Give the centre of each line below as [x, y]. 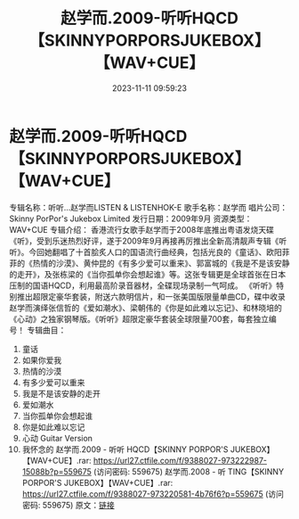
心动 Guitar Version [57, 438]
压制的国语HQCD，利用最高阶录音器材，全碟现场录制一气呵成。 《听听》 [143, 285]
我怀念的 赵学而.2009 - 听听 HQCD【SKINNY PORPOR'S [125, 449]
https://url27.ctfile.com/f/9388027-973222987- [180, 460]
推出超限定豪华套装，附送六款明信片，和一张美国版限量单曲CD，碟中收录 [151, 296]
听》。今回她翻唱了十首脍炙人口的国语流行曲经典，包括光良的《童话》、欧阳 [145, 251]
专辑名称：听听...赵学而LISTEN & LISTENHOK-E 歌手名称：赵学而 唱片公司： [148, 207]
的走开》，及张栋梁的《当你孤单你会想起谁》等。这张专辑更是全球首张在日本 [148, 274]
